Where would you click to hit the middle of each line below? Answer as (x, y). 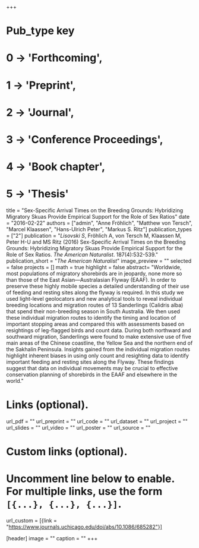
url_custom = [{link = (32, 521)
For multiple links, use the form (84, 492)
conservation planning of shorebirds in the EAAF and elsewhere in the (92, 374)
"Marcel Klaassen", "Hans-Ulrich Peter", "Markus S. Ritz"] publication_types (99, 229)
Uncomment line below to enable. (91, 479)
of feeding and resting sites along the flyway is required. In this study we (95, 292)
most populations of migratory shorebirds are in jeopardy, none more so (94, 273)
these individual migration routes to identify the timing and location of (91, 318)
